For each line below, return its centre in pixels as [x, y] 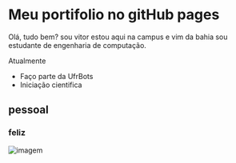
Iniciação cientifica [51, 85]
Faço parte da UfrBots [56, 76]
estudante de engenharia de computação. [77, 45]
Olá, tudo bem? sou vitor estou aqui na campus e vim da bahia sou [118, 37]
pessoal [29, 110]
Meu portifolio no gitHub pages [114, 15]
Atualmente [27, 61]
